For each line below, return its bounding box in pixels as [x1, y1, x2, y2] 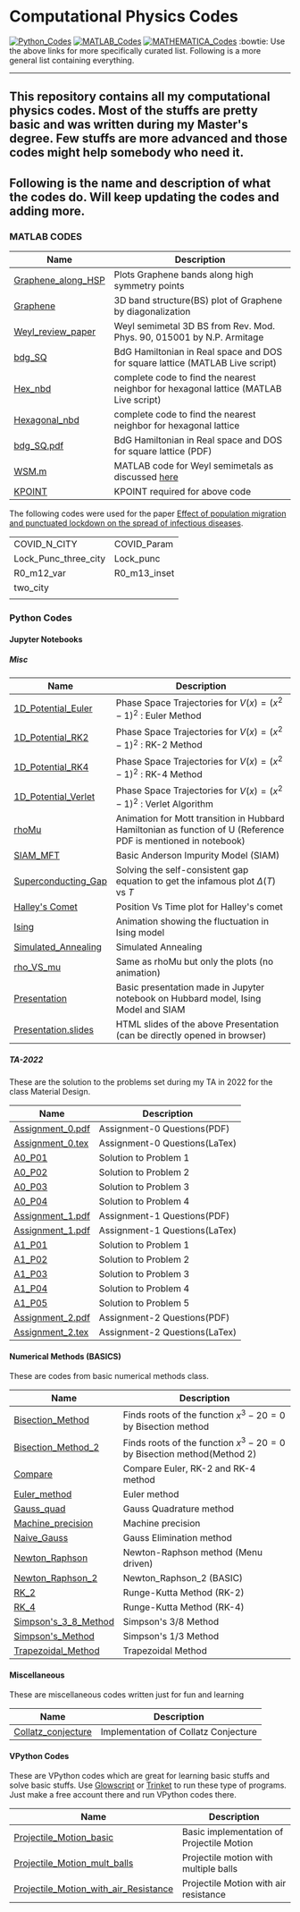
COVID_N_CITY [13, 538, 78, 551]
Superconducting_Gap [13, 875, 107, 887]
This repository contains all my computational [9, 89, 271, 105]
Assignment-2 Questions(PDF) [98, 1312, 230, 1324]
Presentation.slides [13, 1024, 95, 1036]
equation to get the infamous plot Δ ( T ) [115, 875, 277, 887]
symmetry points [113, 280, 185, 292]
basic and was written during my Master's [9, 117, 248, 132]
